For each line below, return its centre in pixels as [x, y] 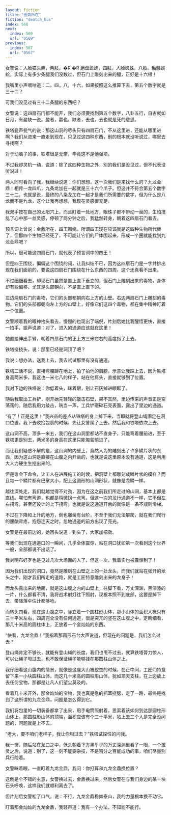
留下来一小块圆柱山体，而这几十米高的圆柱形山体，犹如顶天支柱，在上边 [81, 676]
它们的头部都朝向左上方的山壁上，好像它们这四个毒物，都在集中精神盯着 [90, 304]
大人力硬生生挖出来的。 [30, 463]
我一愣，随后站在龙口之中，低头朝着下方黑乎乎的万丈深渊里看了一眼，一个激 [85, 745]
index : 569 [21, 34]
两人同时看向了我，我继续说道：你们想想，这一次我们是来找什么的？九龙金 [83, 182]
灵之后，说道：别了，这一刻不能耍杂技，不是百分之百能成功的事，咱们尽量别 [85, 751]
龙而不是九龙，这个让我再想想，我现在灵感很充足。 [59, 201]
